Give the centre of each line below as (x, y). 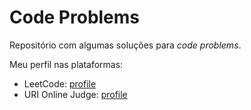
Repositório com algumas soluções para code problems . (125, 45)
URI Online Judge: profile (75, 94)
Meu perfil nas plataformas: (66, 64)
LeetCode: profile (60, 83)
